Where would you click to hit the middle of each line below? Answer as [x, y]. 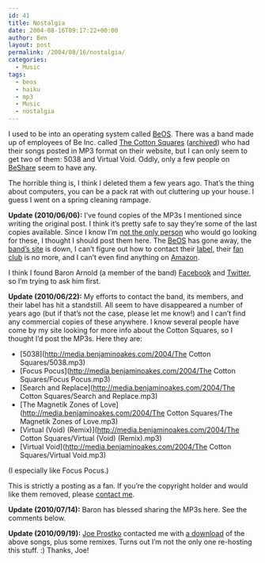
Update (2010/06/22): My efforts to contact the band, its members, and [126, 297]
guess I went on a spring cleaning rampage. [80, 200]
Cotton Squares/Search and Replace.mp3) [89, 396]
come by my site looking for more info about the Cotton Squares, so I [121, 330]
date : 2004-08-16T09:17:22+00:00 [63, 30]
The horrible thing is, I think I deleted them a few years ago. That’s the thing [131, 183]
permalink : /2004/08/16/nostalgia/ [67, 52]
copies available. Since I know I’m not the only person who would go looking [132, 232]
